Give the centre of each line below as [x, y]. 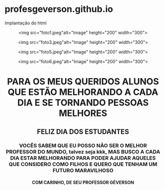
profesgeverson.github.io [59, 9]
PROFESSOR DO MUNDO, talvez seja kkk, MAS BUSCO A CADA [83, 152]
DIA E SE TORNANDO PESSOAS [83, 103]
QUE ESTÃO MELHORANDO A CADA [83, 92]
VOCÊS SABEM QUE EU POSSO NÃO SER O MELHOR [83, 146]
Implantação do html [26, 23]
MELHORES [83, 113]
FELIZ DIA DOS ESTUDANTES [83, 132]
